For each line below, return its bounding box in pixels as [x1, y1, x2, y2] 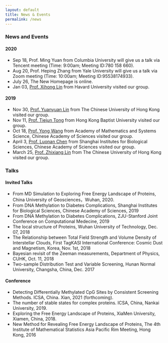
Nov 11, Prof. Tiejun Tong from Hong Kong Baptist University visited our [12, 117, 160, 123]
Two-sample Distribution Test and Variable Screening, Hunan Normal [12, 261, 156, 267]
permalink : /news [5, 17, 42, 22]
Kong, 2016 [12, 332, 36, 338]
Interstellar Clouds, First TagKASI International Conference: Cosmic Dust [12, 239, 163, 245]
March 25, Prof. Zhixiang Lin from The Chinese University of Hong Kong [12, 149, 162, 155]
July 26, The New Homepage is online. [12, 78, 93, 84]
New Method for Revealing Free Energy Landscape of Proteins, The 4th [12, 321, 161, 327]
